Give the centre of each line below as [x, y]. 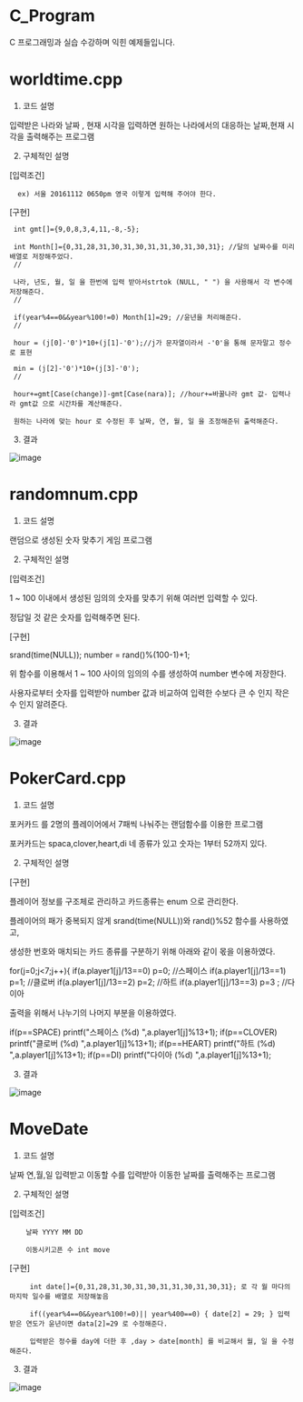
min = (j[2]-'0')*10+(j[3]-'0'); [77, 368]
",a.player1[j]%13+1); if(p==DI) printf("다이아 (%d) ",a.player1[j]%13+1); [141, 1055]
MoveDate [49, 1129]
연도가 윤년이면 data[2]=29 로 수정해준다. [97, 1324]
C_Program [52, 16]
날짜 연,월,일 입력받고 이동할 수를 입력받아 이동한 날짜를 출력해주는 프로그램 [142, 1175]
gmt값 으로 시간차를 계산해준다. [71, 404]
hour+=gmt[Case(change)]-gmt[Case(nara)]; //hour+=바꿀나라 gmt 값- [141, 394]
